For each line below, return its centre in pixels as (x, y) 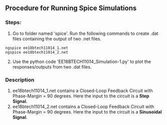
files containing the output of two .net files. (57, 38)
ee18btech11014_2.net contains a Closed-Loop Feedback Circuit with (83, 106)
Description (20, 79)
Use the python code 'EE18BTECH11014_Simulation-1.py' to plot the (82, 61)
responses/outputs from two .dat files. (52, 66)
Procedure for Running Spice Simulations (71, 8)
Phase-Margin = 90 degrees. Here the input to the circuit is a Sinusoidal (87, 111)
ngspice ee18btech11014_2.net (37, 52)
